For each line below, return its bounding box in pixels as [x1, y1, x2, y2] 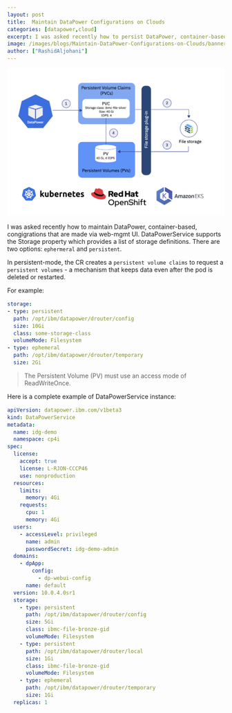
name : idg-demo [13, 428, 57, 436]
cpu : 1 [25, 509, 45, 516]
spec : [7, 443, 23, 450]
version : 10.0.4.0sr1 [13, 589, 76, 596]
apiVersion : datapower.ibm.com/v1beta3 [7, 406, 122, 414]
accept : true [19, 458, 57, 465]
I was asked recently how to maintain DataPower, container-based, [7, 222, 197, 231]
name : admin [25, 538, 60, 545]
